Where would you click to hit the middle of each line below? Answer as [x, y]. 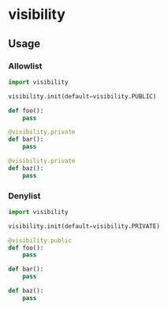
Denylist [24, 196]
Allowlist [25, 66]
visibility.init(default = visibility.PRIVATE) [84, 226]
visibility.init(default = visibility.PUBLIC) [82, 96]
